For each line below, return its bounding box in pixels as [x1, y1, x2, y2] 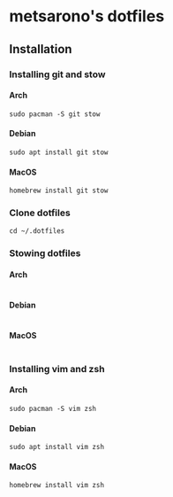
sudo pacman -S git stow [9, 109, 101, 119]
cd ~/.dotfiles [9, 227, 65, 236]
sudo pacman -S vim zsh [9, 405, 97, 414]
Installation [9, 42, 72, 57]
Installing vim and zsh [9, 362, 105, 375]
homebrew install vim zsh [9, 481, 104, 490]
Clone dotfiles [9, 206, 71, 219]
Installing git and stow [9, 68, 106, 81]
